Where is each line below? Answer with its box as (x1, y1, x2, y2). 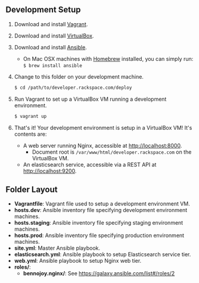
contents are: (14, 130, 47, 138)
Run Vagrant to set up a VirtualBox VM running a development (14, 95, 167, 102)
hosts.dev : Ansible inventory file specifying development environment (14, 207, 188, 214)
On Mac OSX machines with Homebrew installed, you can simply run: (23, 55, 194, 62)
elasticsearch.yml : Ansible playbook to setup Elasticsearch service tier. (14, 251, 191, 258)
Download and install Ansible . (14, 43, 87, 51)
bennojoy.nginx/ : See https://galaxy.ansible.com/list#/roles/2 (23, 270, 175, 277)
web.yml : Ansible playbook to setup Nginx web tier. (14, 257, 142, 265)
